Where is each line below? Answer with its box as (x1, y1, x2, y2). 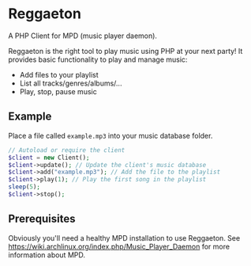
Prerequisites (8, 212, 76, 226)
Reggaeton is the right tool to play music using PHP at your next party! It (8, 46, 243, 55)
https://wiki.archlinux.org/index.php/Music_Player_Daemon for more (8, 241, 230, 251)
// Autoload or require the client (8, 146, 126, 154)
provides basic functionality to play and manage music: (8, 55, 188, 64)
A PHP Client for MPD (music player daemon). (8, 31, 158, 40)
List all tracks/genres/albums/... (19, 78, 122, 88)
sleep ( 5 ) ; (8, 183, 41, 191)
